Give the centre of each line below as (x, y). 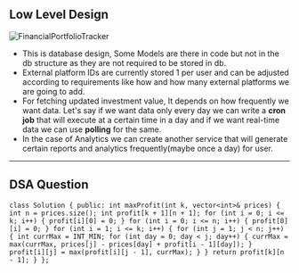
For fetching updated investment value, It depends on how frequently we (155, 101)
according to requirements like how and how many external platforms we (156, 82)
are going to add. (53, 91)
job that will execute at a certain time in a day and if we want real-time (151, 120)
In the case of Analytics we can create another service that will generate (155, 138)
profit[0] (271, 221)
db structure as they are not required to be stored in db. (124, 62)
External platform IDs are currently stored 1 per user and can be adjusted (155, 72)
